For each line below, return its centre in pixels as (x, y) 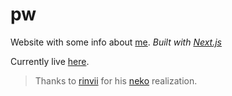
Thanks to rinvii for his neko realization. (116, 80)
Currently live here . (50, 61)
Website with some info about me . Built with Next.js (116, 42)
